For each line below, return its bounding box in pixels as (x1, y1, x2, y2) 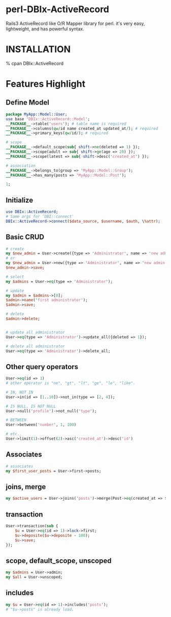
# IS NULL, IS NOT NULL (6, 404, 56, 409)
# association (6, 163, 36, 168)
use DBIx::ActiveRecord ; (6, 209, 58, 214)
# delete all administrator (6, 344, 65, 349)
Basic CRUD (6, 233, 45, 242)
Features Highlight (6, 78, 86, 90)
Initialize (6, 196, 33, 204)
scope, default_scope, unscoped (6, 556, 112, 565)
